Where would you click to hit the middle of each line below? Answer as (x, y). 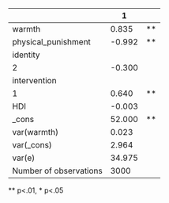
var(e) (24, 158)
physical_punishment (51, 42)
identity (26, 55)
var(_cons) (32, 145)
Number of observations (57, 171)
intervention (34, 80)
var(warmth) (36, 132)
